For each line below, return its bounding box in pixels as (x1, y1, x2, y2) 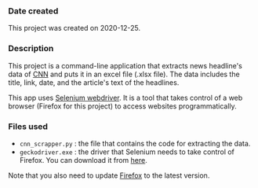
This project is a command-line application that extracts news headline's (8, 61, 243, 70)
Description (8, 43, 54, 54)
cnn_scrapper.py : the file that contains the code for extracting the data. (19, 138, 251, 148)
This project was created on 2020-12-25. (8, 24, 141, 33)
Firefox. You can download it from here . (19, 155, 147, 164)
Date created (8, 6, 59, 17)
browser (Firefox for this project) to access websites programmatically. (8, 101, 237, 111)
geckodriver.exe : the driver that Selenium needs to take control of (19, 147, 235, 157)
